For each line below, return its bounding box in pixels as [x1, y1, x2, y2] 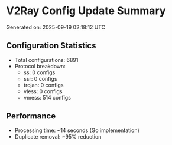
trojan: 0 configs [23, 81, 64, 88]
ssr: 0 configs [23, 75, 57, 82]
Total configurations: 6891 [14, 56, 79, 63]
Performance [6, 111, 56, 121]
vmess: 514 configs [23, 94, 71, 101]
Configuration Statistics [6, 41, 96, 51]
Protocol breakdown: [14, 62, 66, 70]
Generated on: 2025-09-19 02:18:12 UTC [6, 24, 106, 31]
